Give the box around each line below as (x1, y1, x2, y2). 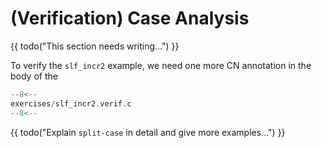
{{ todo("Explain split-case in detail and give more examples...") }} (10, 126, 286, 138)
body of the (10, 70, 58, 82)
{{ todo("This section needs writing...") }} (10, 40, 180, 52)
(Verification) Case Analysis (10, 7, 250, 30)
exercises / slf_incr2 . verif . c (10, 98, 132, 109)
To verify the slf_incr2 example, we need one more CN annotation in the (10, 59, 312, 71)
